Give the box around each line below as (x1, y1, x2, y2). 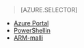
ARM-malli (13, 34, 43, 42)
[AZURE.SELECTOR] (20, 6, 78, 14)
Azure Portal (13, 19, 49, 27)
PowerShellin (13, 27, 51, 34)
